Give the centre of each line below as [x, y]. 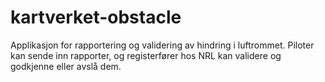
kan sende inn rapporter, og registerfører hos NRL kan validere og [146, 55]
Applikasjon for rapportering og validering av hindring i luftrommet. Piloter [162, 45]
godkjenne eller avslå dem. [66, 66]
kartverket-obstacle [96, 17]
